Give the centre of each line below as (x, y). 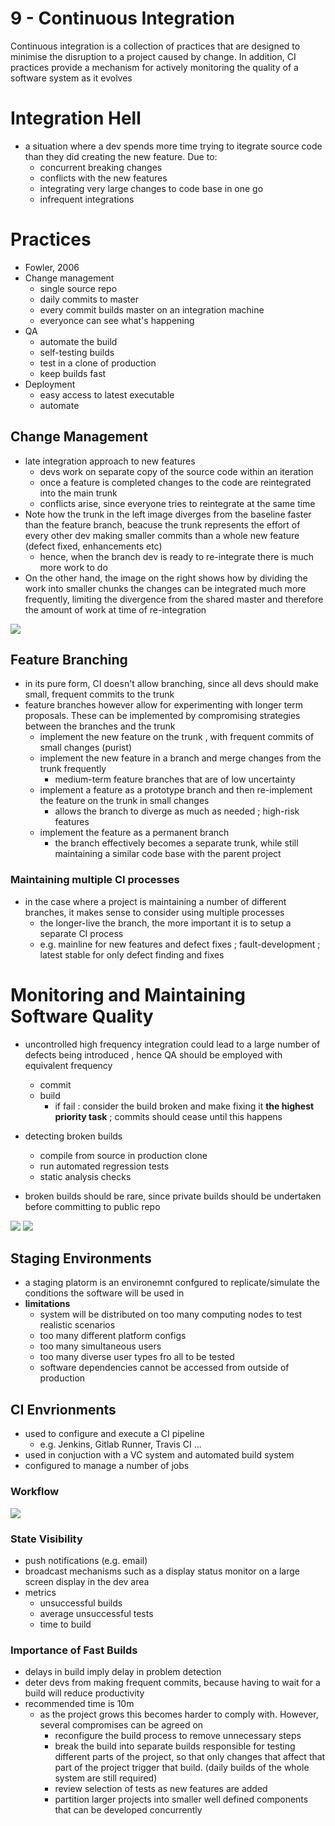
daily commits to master (89, 299)
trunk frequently (73, 769)
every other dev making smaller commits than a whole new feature (162, 535)
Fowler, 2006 (52, 267)
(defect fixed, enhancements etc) (93, 546)
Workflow (35, 1492)
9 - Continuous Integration (122, 18)
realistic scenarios (77, 1325)
